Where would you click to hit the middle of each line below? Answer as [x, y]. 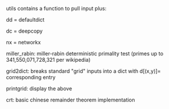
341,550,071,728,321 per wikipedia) [48, 60]
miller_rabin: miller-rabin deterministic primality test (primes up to [85, 54]
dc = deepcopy [24, 31]
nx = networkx [23, 42]
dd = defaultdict [25, 20]
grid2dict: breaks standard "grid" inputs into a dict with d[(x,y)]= [84, 71]
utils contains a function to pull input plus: [56, 8]
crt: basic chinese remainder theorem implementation [71, 100]
